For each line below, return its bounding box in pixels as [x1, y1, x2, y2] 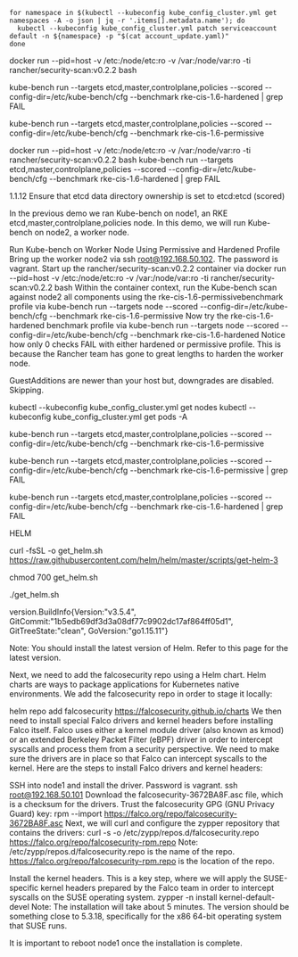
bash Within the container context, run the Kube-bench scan [54, 282, 277, 293]
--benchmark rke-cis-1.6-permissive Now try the [48, 310, 229, 321]
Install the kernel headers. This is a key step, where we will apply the [9, 873, 261, 883]
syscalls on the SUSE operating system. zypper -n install [9, 892, 218, 903]
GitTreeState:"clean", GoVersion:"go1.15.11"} [9, 625, 169, 636]
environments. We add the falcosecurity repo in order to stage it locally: [9, 689, 273, 699]
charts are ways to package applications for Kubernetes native [9, 679, 240, 689]
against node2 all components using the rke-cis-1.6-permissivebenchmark [9, 292, 284, 302]
